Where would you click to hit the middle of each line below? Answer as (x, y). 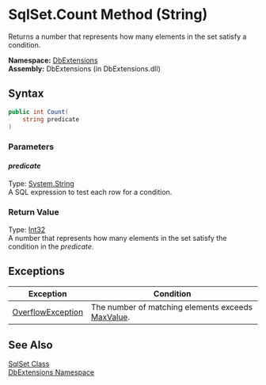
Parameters (31, 147)
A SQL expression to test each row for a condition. (90, 192)
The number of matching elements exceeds (172, 307)
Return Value (34, 212)
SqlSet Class (29, 364)
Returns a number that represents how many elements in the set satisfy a (127, 36)
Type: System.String (42, 183)
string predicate (51, 119)
